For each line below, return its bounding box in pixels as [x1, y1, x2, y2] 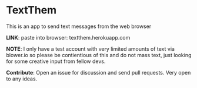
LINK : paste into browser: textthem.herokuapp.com [6, 34, 131, 41]
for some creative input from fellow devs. [6, 58, 106, 65]
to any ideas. [6, 75, 38, 82]
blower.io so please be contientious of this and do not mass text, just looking [6, 51, 192, 58]
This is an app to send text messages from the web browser [6, 23, 152, 30]
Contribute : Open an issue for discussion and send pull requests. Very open [6, 69, 191, 76]
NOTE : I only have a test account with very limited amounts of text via [6, 45, 175, 52]
